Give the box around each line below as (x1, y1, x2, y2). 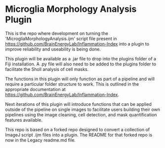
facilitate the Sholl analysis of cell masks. (5, 66, 89, 72)
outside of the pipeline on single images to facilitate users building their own (5, 106, 161, 112)
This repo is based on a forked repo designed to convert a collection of (5, 126, 150, 132)
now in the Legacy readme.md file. (5, 137, 76, 143)
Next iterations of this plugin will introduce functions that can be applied (5, 101, 152, 107)
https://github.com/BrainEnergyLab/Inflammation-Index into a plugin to (5, 41, 150, 47)
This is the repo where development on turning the (5, 30, 109, 36)
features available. (5, 117, 43, 123)
